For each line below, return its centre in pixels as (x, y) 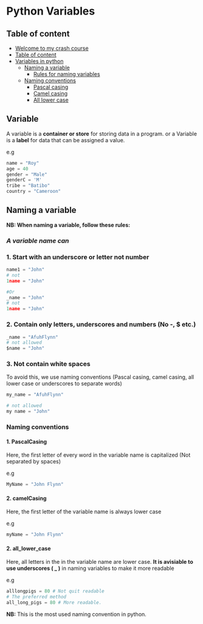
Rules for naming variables (67, 74)
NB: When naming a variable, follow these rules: (68, 225)
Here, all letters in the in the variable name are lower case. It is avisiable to (100, 562)
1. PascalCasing (27, 442)
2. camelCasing (26, 498)
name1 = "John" (26, 270)
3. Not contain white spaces (48, 364)
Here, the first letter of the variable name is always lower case (84, 511)
